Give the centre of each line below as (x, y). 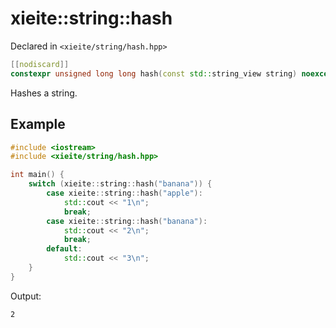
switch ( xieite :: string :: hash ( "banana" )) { (120, 184)
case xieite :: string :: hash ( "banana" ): (127, 221)
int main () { (37, 175)
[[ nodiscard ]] (40, 64)
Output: (26, 296)
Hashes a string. (44, 93)
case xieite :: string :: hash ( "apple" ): (124, 193)
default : (64, 249)
